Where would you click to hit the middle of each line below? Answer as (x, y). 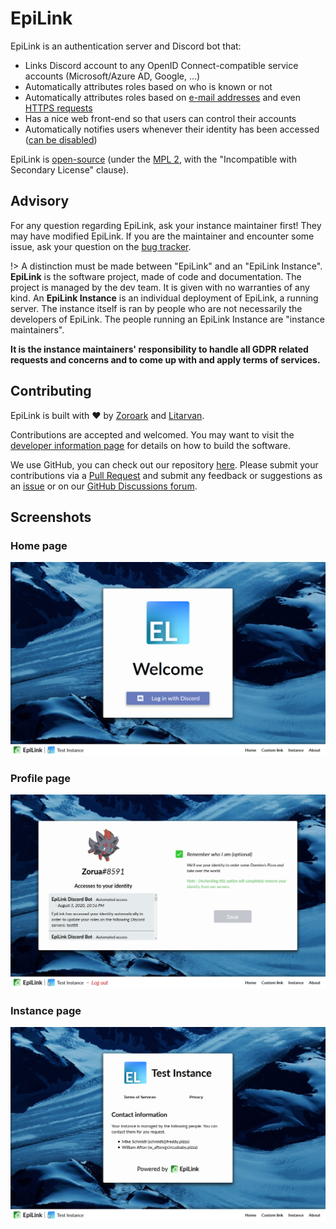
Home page (39, 545)
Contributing (51, 391)
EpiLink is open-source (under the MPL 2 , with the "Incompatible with (153, 159)
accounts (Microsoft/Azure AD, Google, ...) (112, 76)
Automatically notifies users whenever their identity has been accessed (172, 129)
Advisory (40, 201)
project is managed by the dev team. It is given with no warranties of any (160, 287)
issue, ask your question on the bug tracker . (101, 246)
